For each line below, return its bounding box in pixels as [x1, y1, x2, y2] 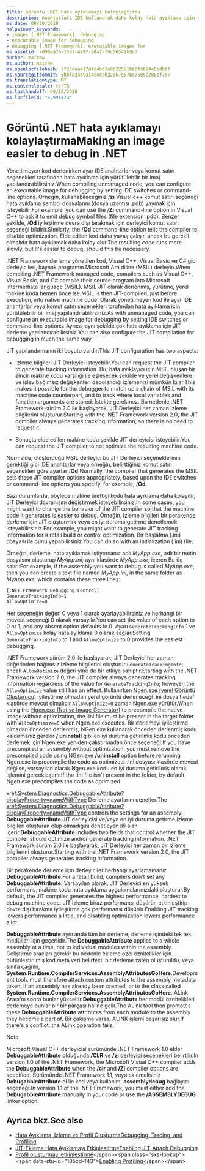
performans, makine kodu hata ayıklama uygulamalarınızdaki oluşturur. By [6, 886, 190, 894]
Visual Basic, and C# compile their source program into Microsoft [6, 276, 171, 284]
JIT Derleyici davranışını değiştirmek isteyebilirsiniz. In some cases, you [6, 499, 185, 506]
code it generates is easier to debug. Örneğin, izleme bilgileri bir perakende [6, 511, 196, 519]
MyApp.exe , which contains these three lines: [6, 575, 121, 582]
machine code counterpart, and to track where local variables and [15, 391, 182, 399]
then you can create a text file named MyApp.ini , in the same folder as [6, 569, 182, 576]
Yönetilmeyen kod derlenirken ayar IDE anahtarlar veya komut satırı [6, 167, 175, 175]
